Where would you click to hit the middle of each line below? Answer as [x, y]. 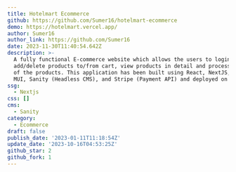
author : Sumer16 [31, 33]
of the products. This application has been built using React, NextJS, [122, 72]
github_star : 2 [29, 151]
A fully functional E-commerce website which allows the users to [113, 60]
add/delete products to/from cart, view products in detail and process [122, 66]
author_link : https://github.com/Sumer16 [69, 40]
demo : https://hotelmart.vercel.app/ [63, 27]
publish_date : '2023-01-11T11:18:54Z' [64, 138]
